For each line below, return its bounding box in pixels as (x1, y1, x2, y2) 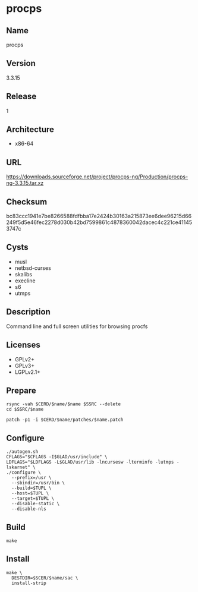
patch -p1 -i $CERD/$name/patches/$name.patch (6, 417, 124, 423)
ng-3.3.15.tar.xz (6, 180, 44, 187)
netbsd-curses (14, 264, 52, 272)
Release (6, 92, 37, 102)
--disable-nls (11, 506, 46, 512)
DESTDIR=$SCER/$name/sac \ (11, 575, 78, 581)
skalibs (14, 270, 33, 278)
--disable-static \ (11, 501, 60, 507)
